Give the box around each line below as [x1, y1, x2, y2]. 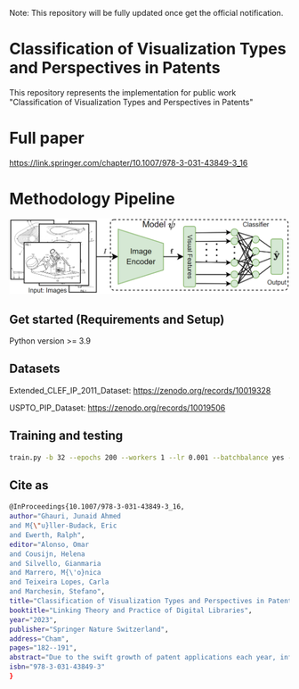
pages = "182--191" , [9, 643, 77, 652]
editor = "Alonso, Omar [9, 540, 90, 549]
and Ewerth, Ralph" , [9, 530, 86, 539]
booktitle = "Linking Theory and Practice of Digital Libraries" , [9, 606, 253, 615]
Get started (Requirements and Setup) [9, 311, 225, 327]
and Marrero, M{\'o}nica [9, 569, 101, 577]
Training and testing [9, 428, 124, 444]
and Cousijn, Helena [9, 549, 86, 559]
